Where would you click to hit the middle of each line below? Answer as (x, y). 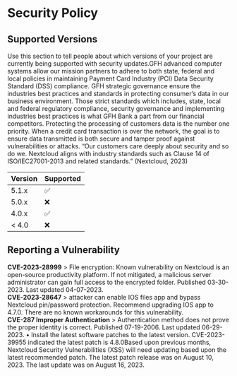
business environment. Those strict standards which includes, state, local (114, 101)
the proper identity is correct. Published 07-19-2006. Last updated (104, 327)
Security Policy (53, 13)
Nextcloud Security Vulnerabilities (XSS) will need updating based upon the (117, 349)
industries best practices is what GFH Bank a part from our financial (106, 116)
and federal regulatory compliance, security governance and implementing (116, 108)
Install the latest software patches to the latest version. (111, 334)
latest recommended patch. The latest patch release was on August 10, (110, 357)
